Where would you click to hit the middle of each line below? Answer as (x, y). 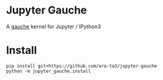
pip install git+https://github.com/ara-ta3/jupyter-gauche (82, 66)
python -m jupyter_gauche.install (49, 71)
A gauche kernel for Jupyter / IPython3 (54, 26)
